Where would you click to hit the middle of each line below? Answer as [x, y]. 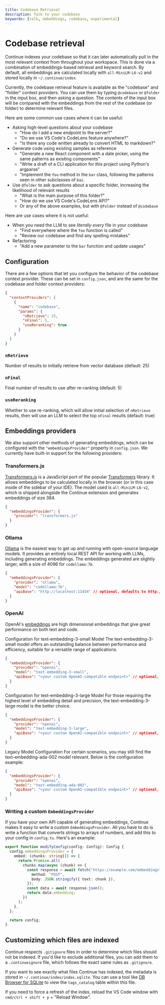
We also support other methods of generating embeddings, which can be [79, 443]
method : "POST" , [48, 874]
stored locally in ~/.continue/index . [41, 78]
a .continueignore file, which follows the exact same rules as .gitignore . [79, 963]
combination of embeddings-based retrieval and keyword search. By [75, 68]
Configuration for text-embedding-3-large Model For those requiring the [78, 695]
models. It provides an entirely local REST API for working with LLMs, [75, 554]
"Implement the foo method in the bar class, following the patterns [86, 175]
